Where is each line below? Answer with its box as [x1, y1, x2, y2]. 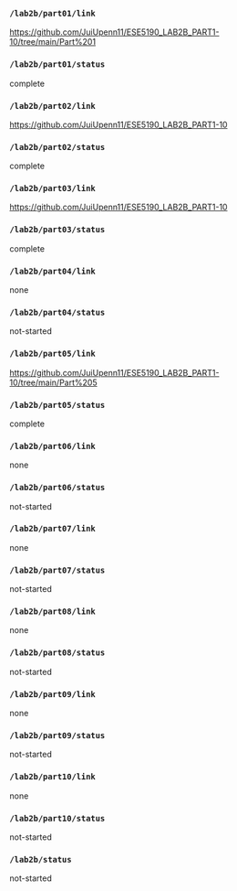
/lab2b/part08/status [9, 648, 106, 658]
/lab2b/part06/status [9, 482, 106, 493]
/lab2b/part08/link [9, 607, 96, 617]
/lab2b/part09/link [9, 689, 96, 699]
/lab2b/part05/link [9, 349, 96, 360]
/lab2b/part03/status [9, 224, 106, 235]
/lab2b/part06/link [9, 441, 96, 451]
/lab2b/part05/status [9, 400, 106, 410]
